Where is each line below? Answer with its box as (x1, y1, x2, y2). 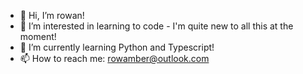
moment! (19, 31, 57, 42)
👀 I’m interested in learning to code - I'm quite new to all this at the (19, 20, 294, 32)
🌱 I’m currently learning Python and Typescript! (19, 41, 215, 53)
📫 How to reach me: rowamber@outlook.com (19, 53, 210, 64)
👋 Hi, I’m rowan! (19, 10, 85, 21)
